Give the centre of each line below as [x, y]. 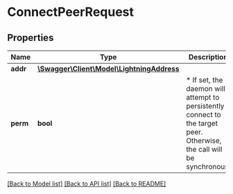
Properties [31, 38]
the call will [204, 149]
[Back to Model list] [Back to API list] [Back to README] [87, 184]
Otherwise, [204, 141]
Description [208, 57]
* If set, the [205, 80]
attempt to [203, 97]
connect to [204, 115]
